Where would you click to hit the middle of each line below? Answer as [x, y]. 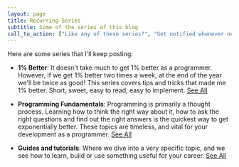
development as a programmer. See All [75, 134]
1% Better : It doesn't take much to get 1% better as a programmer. [115, 68]
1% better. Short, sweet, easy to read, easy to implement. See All [112, 90]
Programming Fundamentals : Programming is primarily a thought [114, 104]
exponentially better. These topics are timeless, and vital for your [113, 127]
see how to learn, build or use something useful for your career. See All [122, 156]
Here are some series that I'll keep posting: [70, 54]
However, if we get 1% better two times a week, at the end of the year [119, 75]
